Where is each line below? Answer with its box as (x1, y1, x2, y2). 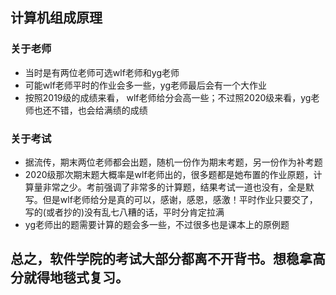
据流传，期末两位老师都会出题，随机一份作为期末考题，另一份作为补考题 (24, 156, 323, 168)
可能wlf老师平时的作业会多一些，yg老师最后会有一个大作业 (24, 79, 268, 91)
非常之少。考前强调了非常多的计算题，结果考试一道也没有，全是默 (42, 181, 315, 193)
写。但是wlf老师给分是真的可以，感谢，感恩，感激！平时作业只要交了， (24, 193, 318, 205)
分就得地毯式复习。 (10, 269, 129, 287)
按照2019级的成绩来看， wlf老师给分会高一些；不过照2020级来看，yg (24, 91, 312, 103)
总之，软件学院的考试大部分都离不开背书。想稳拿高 (10, 251, 326, 268)
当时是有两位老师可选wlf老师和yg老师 (24, 66, 180, 78)
